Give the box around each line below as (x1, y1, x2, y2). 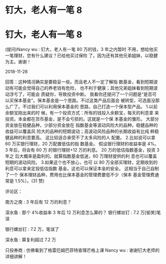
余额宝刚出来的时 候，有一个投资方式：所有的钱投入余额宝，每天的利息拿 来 (5, 110, 159, 116)
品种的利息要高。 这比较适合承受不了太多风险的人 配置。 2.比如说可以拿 (9, 135, 156, 141)
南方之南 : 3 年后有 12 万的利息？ (5, 199, 72, 205)
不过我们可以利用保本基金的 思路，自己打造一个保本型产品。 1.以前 (22, 104, 158, 109)
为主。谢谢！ (5, 59, 31, 65)
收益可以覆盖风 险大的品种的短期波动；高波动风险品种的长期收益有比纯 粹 (5, 128, 155, 134)
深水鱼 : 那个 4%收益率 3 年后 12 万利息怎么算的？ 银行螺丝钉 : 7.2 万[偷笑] (5, 210, 157, 215)
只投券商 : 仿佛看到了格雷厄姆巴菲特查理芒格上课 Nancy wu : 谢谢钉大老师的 (5, 247, 160, 253)
